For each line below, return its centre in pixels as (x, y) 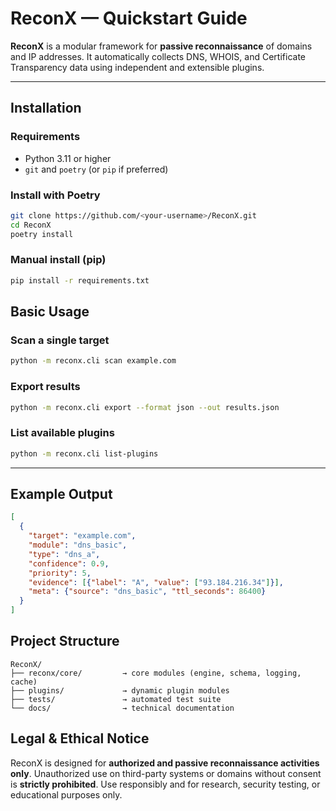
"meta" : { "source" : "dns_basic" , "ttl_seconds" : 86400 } (147, 592)
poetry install (42, 234)
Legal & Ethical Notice (80, 738)
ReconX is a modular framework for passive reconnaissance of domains (161, 46)
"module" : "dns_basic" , (78, 545)
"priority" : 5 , (60, 573)
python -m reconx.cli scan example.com (93, 361)
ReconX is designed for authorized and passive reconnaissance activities (165, 763)
